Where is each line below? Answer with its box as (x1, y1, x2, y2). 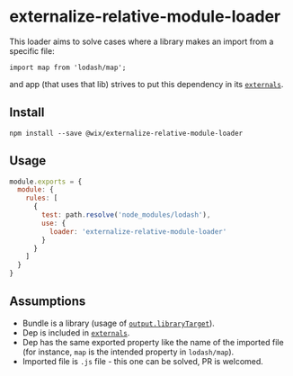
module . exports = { (9, 177, 83, 186)
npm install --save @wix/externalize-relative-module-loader (9, 129, 244, 138)
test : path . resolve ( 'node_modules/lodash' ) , (41, 210, 211, 219)
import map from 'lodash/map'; (9, 63, 127, 72)
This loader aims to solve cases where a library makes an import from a (9, 36, 274, 47)
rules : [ (25, 193, 58, 203)
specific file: (9, 45, 56, 56)
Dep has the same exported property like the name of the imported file (22, 336, 285, 347)
